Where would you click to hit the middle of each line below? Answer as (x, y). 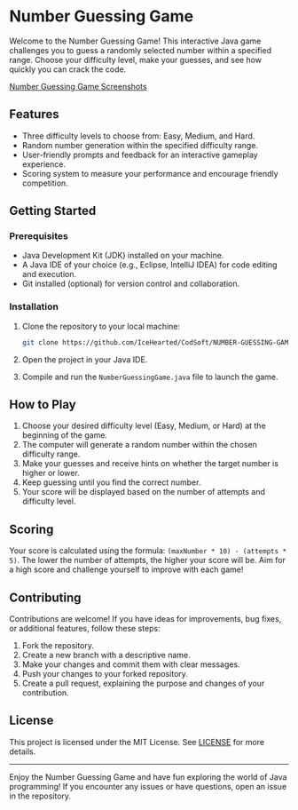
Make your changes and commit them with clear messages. (131, 664)
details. (23, 751)
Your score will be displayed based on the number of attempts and (144, 492)
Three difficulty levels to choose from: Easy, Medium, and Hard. (138, 136)
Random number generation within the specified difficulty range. (140, 145)
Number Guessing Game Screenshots (78, 86)
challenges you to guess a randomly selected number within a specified (141, 50)
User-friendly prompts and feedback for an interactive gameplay (140, 155)
